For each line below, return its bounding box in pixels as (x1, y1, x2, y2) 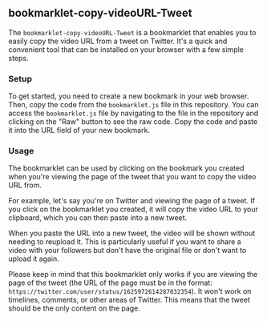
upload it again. (8, 254, 60, 263)
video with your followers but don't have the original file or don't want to (8, 246, 247, 255)
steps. (8, 53, 29, 62)
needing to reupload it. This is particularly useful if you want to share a (8, 237, 242, 247)
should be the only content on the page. (8, 303, 140, 313)
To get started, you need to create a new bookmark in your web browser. (8, 91, 249, 101)
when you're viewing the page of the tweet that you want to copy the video (8, 172, 257, 182)
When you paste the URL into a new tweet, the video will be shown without (8, 228, 256, 239)
